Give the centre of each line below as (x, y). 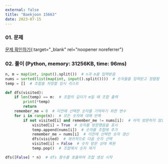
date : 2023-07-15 (23, 19)
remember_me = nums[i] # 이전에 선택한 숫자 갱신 (80, 134)
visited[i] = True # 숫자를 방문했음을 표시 (75, 125)
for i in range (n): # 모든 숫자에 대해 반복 (58, 115)
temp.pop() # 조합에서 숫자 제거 (63, 148)
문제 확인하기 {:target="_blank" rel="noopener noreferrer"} (64, 49)
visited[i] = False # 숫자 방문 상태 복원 (74, 144)
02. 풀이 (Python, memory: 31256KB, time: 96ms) (66, 63)
